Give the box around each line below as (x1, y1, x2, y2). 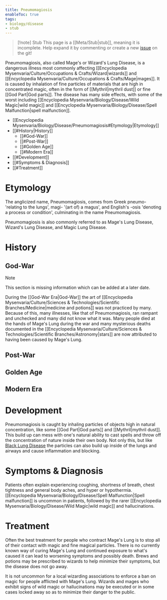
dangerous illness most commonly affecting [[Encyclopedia (5, 65, 127, 71)
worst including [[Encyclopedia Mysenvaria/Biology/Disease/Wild (5, 97, 140, 103)
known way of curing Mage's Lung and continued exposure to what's (5, 548, 148, 554)
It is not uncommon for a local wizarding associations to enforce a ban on (5, 573, 156, 579)
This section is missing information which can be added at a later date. (5, 285, 151, 291)
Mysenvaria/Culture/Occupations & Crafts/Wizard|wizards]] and (5, 70, 137, 76)
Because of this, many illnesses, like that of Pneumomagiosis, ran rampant (5, 310, 158, 316)
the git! (17, 50, 32, 56)
